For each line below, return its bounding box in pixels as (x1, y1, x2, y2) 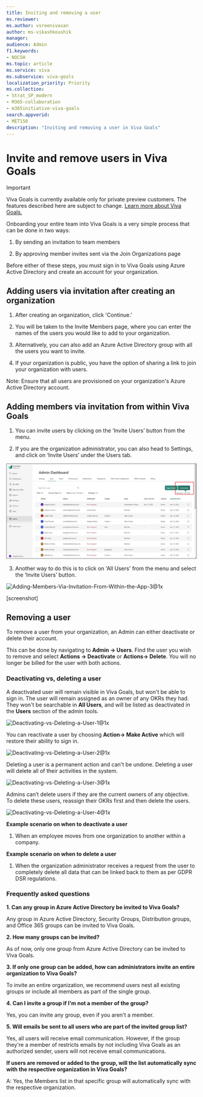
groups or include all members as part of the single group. (6, 988, 151, 995)
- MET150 (6, 118, 28, 124)
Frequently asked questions (6, 890, 90, 898)
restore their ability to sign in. (6, 737, 79, 745)
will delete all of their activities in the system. (6, 767, 118, 774)
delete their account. (6, 635, 58, 642)
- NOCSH (6, 54, 26, 60)
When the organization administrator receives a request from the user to (14, 862, 195, 869)
